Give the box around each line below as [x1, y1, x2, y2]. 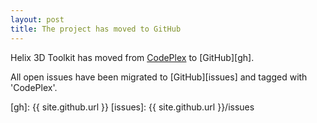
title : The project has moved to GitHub [10, 24, 182, 34]
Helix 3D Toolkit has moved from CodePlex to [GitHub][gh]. [10, 51, 255, 63]
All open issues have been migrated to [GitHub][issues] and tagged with [10, 71, 308, 83]
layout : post [10, 14, 65, 25]
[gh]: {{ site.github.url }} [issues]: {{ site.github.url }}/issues [10, 101, 255, 113]
